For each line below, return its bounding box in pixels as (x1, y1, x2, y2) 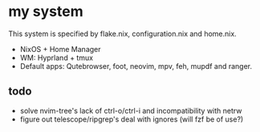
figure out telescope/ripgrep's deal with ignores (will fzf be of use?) (19, 114, 244, 124)
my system (8, 2, 83, 21)
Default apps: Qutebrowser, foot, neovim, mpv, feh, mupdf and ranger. (19, 61, 253, 70)
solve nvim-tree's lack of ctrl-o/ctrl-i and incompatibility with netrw (19, 106, 242, 115)
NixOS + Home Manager (19, 44, 102, 54)
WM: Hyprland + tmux (19, 53, 94, 62)
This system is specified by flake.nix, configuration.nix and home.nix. (8, 29, 237, 38)
